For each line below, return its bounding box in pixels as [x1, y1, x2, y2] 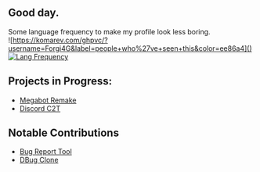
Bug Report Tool [19, 147, 72, 156]
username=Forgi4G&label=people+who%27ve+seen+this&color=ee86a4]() [8, 43, 252, 53]
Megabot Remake [19, 95, 77, 105]
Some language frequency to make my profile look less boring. [8, 27, 211, 36]
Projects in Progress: [8, 74, 112, 88]
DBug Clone [19, 156, 59, 165]
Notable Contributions [8, 127, 120, 140]
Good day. [8, 6, 60, 20]
